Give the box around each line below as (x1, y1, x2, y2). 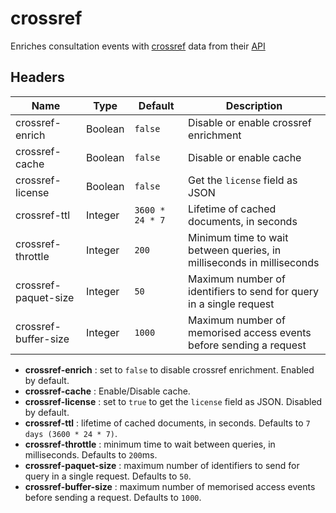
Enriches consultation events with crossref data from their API (10, 40, 266, 52)
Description (225, 98, 283, 112)
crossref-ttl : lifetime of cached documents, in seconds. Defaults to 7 (24, 417, 311, 429)
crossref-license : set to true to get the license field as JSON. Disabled (24, 395, 323, 407)
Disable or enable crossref (188, 115, 312, 129)
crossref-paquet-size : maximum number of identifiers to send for (24, 459, 300, 471)
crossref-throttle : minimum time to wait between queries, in (24, 438, 276, 450)
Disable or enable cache (188, 150, 302, 164)
